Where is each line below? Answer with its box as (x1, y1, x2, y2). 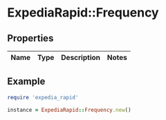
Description (61, 53, 100, 62)
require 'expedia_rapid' (7, 94, 79, 101)
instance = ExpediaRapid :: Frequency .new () (7, 106, 131, 113)
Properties (7, 32, 54, 44)
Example (7, 76, 46, 88)
